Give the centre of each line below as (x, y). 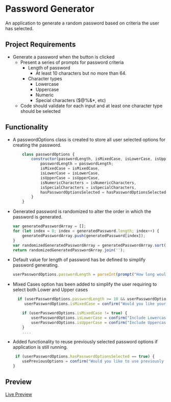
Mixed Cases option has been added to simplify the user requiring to (85, 285)
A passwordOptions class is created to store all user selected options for (89, 139)
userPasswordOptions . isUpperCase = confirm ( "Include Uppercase (100, 322)
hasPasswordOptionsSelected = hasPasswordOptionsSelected (103, 192)
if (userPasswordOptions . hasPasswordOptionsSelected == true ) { (85, 357)
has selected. (19, 28)
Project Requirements (41, 45)
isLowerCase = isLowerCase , (70, 173)
